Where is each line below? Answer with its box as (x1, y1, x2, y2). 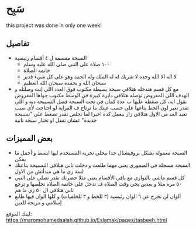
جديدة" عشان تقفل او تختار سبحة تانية (14, 117, 97, 124)
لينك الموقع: (6, 210, 32, 217)
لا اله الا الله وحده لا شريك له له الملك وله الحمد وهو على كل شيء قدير (23, 73, 177, 80)
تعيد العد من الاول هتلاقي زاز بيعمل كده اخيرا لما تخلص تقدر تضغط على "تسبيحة (14, 110, 187, 117)
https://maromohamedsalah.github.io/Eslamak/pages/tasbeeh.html (6, 216, 167, 223)
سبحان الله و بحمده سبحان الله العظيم (23, 79, 106, 86)
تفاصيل (6, 39, 29, 49)
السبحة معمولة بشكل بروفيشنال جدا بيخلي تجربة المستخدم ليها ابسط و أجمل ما (14, 149, 187, 156)
